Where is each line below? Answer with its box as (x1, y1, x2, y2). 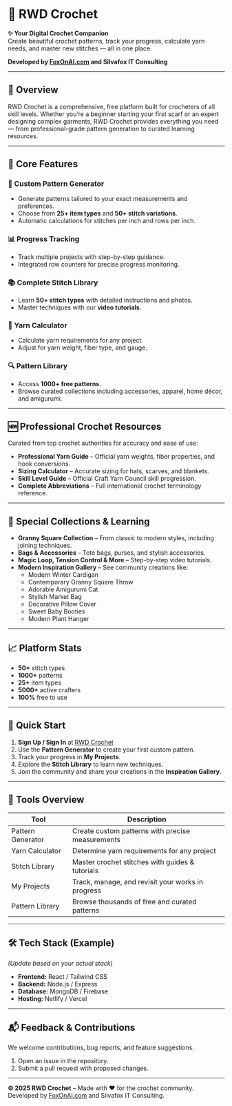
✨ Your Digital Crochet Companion (8, 29, 109, 37)
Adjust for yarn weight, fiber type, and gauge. (17, 343, 147, 352)
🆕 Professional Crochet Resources (8, 421, 162, 432)
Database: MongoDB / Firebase (17, 987, 109, 995)
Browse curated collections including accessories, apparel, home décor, (17, 387, 223, 395)
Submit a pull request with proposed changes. (17, 1064, 149, 1073)
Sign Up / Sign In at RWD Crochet (17, 738, 114, 746)
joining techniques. (17, 542, 72, 550)
